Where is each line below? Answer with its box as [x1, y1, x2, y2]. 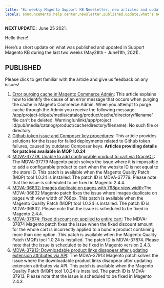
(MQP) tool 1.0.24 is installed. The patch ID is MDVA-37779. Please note [12, 174, 157, 180]
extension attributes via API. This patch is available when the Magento [12, 263, 154, 269]
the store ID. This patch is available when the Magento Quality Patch [12, 169, 150, 175]
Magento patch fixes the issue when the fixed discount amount [26, 221, 153, 227]
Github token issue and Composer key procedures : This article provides [12, 133, 157, 139]
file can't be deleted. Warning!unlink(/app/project [12, 117, 111, 123]
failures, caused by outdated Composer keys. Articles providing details [12, 143, 157, 149]
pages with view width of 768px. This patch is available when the [12, 195, 143, 201]
